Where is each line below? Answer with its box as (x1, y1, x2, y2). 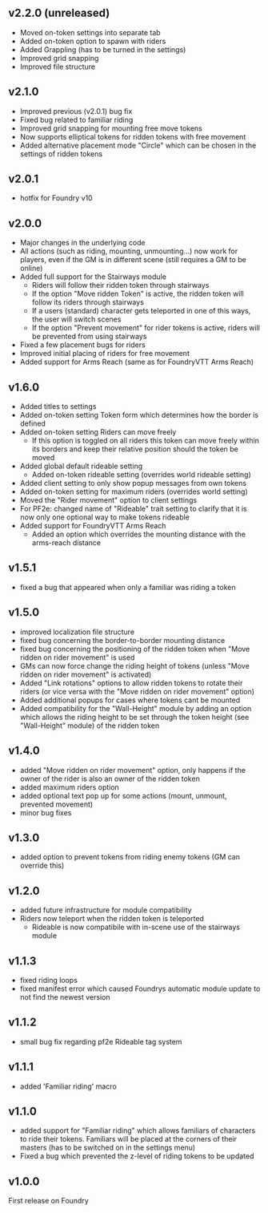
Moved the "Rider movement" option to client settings (19, 495, 198, 505)
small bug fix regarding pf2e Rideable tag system (19, 1037, 182, 1046)
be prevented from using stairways (31, 332, 147, 342)
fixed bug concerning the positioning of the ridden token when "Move (19, 644, 250, 653)
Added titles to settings (19, 402, 97, 411)
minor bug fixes (19, 807, 72, 817)
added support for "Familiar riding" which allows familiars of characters (19, 1126, 256, 1135)
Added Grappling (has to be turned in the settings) (19, 44, 186, 55)
